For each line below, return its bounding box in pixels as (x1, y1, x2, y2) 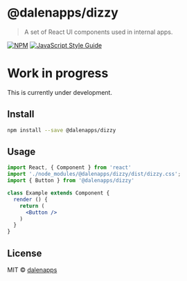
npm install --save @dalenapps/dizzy (7, 127, 116, 134)
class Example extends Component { (7, 190, 110, 197)
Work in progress (7, 66, 109, 81)
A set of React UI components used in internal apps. (24, 28, 173, 36)
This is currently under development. (7, 88, 113, 96)
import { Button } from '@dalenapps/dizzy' (7, 177, 135, 184)
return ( (19, 202, 45, 209)
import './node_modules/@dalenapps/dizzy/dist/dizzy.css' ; (7, 171, 181, 178)
